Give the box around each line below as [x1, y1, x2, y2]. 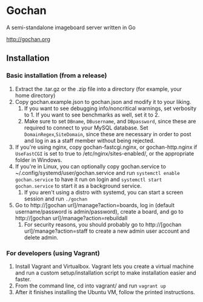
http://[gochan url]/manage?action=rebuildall [15, 214, 128, 222]
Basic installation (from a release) [6, 71, 107, 80]
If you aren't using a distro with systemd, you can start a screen [24, 188, 184, 196]
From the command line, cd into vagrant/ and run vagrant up [15, 282, 167, 289]
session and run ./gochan [24, 195, 88, 202]
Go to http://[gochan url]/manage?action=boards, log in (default [15, 201, 175, 208]
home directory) [15, 92, 56, 99]
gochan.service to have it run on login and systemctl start [15, 176, 162, 183]
